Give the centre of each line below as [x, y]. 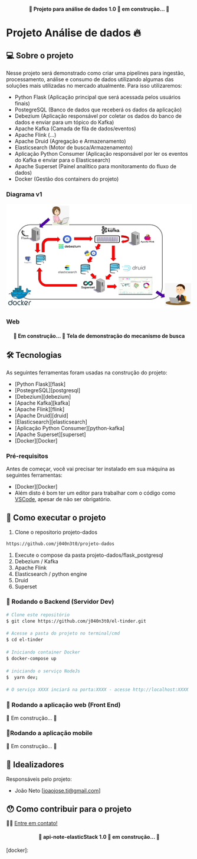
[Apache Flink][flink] [40, 409]
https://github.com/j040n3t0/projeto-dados [60, 544]
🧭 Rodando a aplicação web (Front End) [63, 705]
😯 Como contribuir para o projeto [69, 809]
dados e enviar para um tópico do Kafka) [64, 122]
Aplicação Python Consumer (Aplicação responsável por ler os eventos [101, 153]
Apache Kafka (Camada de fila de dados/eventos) [75, 129]
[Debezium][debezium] [43, 396]
